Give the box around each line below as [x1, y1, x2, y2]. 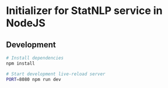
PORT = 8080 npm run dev [6, 76, 61, 82]
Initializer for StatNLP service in [6, 4, 163, 17]
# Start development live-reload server [6, 71, 106, 77]
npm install [6, 60, 35, 66]
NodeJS [6, 16, 45, 30]
